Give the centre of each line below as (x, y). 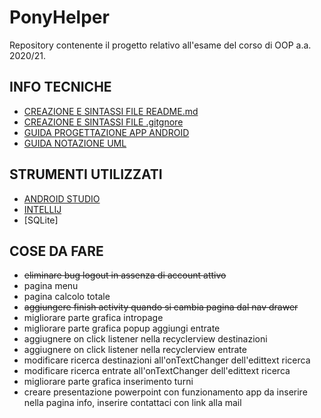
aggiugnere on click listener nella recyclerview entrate (135, 350)
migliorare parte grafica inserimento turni (108, 382)
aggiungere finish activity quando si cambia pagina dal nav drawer (161, 307)
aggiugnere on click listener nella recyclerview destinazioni (145, 339)
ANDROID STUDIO (62, 198)
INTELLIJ (42, 209)
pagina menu (51, 286)
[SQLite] (41, 220)
